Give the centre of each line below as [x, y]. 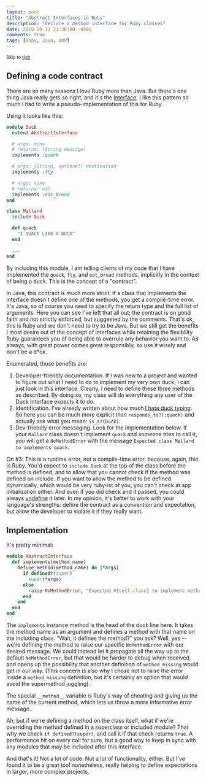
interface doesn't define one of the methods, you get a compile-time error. [101, 299]
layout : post [23, 12]
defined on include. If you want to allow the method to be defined [89, 479]
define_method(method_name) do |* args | [68, 568]
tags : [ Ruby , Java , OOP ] [38, 40]
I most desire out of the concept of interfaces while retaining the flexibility [100, 332]
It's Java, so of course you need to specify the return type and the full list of [102, 306]
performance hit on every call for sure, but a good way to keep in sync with [101, 740]
